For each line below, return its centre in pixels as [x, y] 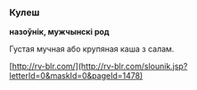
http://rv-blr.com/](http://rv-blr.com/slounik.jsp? [100, 66]
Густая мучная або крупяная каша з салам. [92, 49]
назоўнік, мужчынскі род [59, 32]
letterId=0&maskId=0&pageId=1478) [76, 76]
